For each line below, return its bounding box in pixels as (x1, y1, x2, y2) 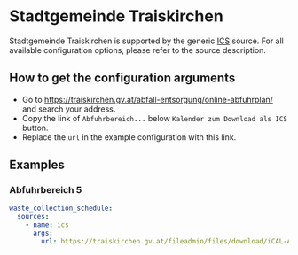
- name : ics (25, 220, 69, 229)
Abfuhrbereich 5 (9, 184, 82, 197)
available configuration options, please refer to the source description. (9, 44, 266, 55)
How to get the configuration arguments (9, 71, 236, 86)
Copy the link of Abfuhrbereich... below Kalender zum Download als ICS (21, 112, 288, 123)
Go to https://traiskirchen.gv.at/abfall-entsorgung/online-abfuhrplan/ (21, 94, 273, 104)
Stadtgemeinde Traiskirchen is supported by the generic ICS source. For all (9, 35, 284, 46)
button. (21, 122, 49, 133)
